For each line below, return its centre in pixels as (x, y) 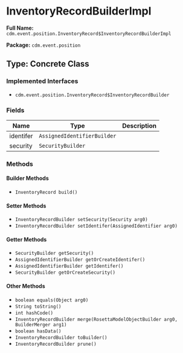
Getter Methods (27, 239)
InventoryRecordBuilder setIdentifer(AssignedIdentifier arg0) (96, 226)
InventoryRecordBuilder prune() (56, 344)
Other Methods (26, 286)
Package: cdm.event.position (43, 45)
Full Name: (20, 28)
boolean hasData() (38, 331)
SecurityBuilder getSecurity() (54, 253)
